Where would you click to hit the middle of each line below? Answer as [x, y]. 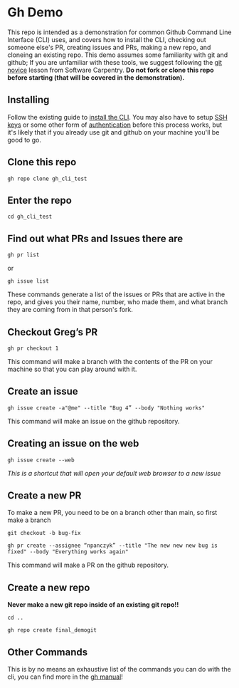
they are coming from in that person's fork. [70, 310]
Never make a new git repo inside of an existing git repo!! [93, 605]
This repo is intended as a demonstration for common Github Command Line [119, 32]
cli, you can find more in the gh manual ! [65, 677]
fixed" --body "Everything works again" [68, 552]
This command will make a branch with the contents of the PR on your [110, 361]
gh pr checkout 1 [33, 348]
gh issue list [28, 281]
